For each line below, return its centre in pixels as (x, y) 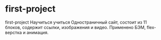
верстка (13, 32)
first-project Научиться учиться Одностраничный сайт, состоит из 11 (76, 22)
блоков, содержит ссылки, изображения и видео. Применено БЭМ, (75, 27)
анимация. (37, 32)
